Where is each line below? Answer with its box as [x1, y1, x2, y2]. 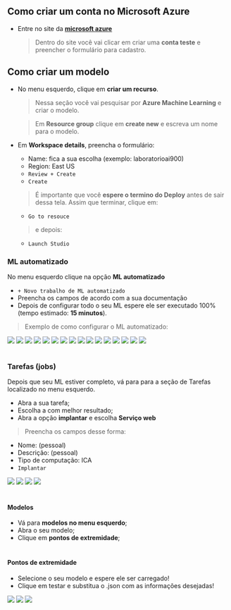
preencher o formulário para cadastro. [35, 45, 146, 54]
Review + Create [27, 171, 76, 178]
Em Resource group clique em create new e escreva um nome [35, 119, 218, 128]
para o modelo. [35, 127, 80, 135]
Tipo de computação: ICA [17, 456, 92, 465]
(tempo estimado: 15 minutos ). [17, 308, 107, 317]
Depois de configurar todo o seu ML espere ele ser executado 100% [17, 301, 216, 310]
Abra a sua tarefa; [17, 398, 70, 408]
